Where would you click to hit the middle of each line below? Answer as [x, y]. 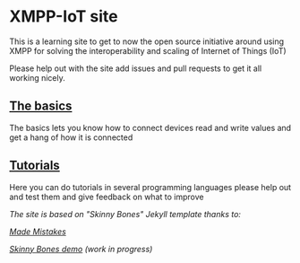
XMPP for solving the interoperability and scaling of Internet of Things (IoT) [148, 50]
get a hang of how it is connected [71, 137]
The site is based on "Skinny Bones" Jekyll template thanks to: [125, 214]
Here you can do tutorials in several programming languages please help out [150, 187]
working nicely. [37, 77]
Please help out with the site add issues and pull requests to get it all [136, 68]
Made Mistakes [38, 232]
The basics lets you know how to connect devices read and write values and [150, 127]
